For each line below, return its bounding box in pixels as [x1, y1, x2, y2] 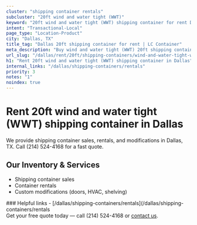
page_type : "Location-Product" [6, 31, 83, 36]
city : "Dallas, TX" [6, 36, 54, 42]
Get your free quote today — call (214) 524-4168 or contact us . [6, 212, 158, 219]
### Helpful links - [6, 199, 52, 206]
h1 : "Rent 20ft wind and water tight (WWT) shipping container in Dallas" [6, 58, 193, 63]
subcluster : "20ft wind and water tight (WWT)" [6, 14, 125, 20]
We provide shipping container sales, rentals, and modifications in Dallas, [6, 136, 183, 144]
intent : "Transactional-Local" [6, 25, 83, 31]
